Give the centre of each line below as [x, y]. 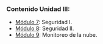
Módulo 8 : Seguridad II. [44, 28]
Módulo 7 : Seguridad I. [44, 22]
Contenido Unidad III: [38, 9]
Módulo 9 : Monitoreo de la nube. [56, 35]
